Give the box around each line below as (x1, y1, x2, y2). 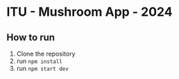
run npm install (16, 57, 63, 65)
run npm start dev (16, 65, 69, 72)
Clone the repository (16, 49, 76, 58)
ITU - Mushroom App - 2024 (6, 4, 173, 20)
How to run (6, 32, 56, 43)
